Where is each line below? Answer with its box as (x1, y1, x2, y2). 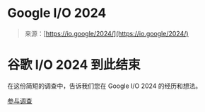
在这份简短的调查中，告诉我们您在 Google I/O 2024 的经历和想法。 (7, 82, 202, 90)
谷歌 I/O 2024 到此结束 (7, 57, 141, 73)
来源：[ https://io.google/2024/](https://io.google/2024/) (24, 29, 189, 38)
